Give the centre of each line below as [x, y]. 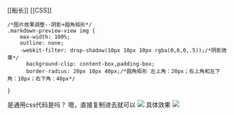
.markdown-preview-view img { [51, 31]
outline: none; [42, 43]
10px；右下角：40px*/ [46, 79]
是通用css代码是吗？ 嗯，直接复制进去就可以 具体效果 [89, 105]
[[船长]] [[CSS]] [29, 10]
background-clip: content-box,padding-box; [90, 64]
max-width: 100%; [45, 37]
